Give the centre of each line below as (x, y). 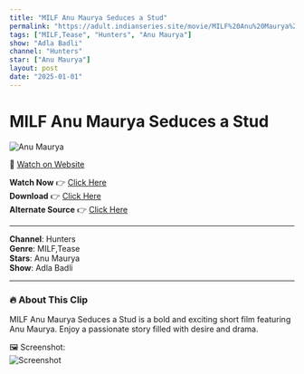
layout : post (34, 69)
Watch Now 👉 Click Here (58, 182)
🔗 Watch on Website (47, 164)
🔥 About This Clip (49, 300)
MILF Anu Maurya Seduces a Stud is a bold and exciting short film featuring (150, 319)
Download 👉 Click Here (55, 196)
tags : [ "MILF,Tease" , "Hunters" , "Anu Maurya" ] (101, 34)
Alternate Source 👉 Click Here (69, 209)
